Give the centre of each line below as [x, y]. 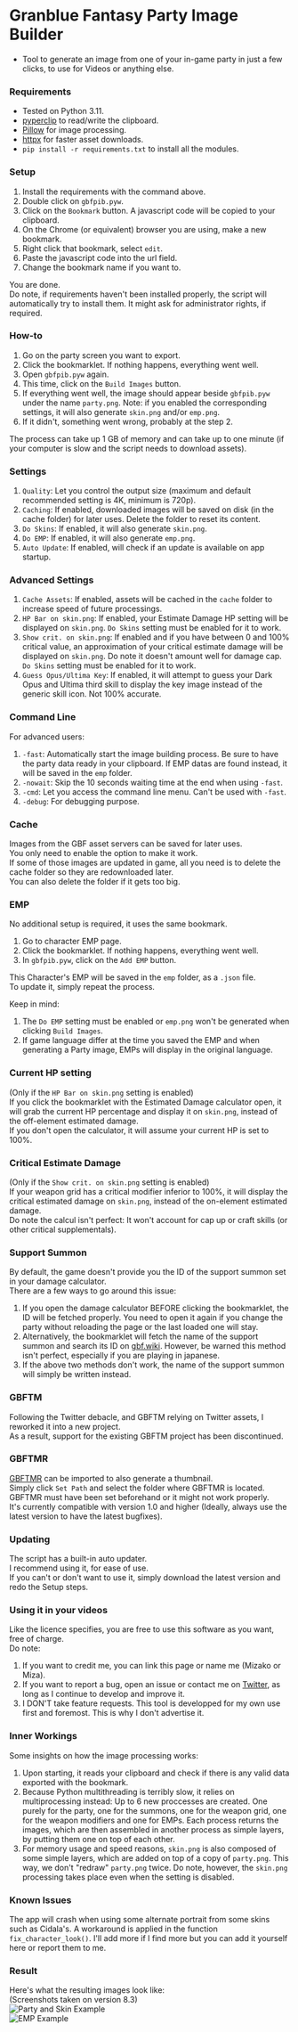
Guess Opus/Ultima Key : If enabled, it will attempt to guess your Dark [147, 675]
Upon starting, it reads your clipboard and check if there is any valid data [156, 1773]
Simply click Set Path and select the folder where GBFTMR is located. [137, 1488]
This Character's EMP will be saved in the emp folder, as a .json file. [133, 977]
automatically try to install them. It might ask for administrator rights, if [138, 303]
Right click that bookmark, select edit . [92, 248]
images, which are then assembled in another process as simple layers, [153, 1829]
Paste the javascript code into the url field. [100, 257]
